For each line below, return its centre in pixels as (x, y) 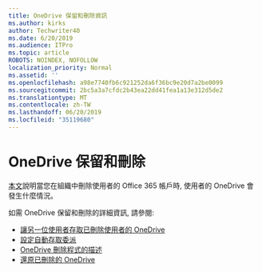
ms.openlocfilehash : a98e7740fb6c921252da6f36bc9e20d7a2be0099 (116, 82)
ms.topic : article (39, 53)
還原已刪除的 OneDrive (58, 259)
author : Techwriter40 (44, 30)
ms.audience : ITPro (41, 46)
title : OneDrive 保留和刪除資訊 (58, 16)
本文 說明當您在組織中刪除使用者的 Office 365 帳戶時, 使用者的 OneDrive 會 (131, 186)
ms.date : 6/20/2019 (41, 38)
